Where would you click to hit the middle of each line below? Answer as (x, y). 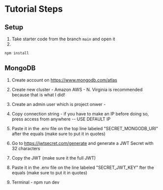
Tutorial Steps (34, 9)
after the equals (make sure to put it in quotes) (59, 134)
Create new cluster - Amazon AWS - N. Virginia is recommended (77, 89)
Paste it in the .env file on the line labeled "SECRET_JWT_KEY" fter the (83, 167)
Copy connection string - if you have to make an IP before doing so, (80, 113)
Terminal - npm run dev (36, 182)
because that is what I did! (38, 95)
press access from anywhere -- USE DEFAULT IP (61, 119)
